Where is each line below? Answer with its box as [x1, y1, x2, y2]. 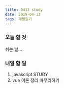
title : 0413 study [5, 7, 43, 12]
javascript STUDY [12, 71, 48, 77]
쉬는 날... [5, 46, 22, 52]
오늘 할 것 [5, 34, 26, 41]
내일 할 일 [5, 60, 26, 67]
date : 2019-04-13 [5, 12, 41, 17]
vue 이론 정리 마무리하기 [12, 77, 60, 83]
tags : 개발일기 [5, 16, 32, 21]
